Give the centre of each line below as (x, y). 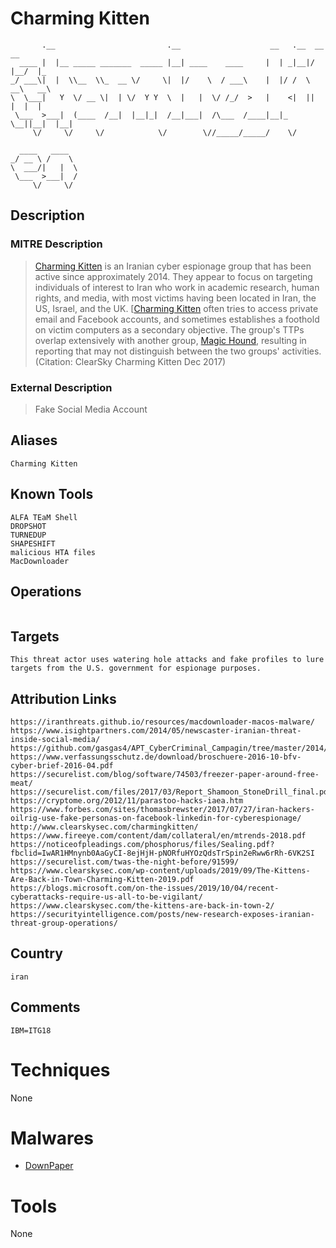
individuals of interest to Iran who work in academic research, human (177, 287)
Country (36, 953)
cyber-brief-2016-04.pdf (62, 765)
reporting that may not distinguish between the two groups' (157, 351)
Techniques (60, 1069)
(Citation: (53, 361)
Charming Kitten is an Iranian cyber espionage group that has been (173, 266)
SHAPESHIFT (33, 543)
